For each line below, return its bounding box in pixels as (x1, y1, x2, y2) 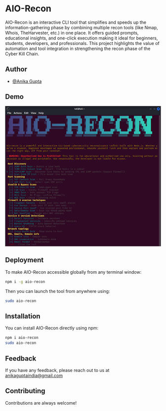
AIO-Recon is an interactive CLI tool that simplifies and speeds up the (5, 19, 147, 25)
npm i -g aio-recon (5, 279, 45, 284)
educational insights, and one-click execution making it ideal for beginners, (5, 35, 158, 41)
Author (5, 65, 27, 74)
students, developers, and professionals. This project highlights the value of (5, 40, 160, 46)
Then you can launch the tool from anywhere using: (5, 288, 110, 294)
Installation (5, 312, 41, 320)
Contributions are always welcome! (5, 400, 77, 406)
